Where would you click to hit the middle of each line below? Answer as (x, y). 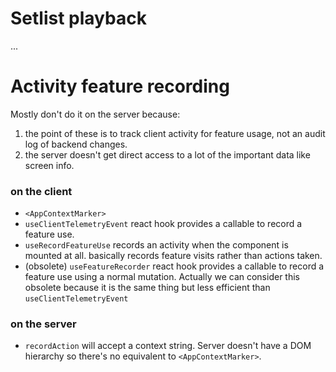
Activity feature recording (120, 86)
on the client (41, 191)
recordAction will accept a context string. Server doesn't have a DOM (168, 346)
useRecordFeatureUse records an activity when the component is (156, 245)
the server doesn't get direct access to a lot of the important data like (167, 154)
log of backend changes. (76, 144)
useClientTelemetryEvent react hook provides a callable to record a (163, 224)
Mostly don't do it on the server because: (95, 114)
